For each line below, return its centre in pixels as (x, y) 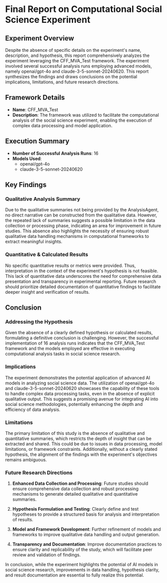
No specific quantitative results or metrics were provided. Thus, (71, 265)
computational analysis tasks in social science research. (63, 354)
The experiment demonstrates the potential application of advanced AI (78, 378)
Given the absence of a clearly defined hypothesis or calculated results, (79, 333)
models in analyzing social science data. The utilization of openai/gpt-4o (80, 383)
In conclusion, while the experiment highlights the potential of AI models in (82, 565)
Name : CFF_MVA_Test (35, 109)
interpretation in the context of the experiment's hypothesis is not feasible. (82, 271)
